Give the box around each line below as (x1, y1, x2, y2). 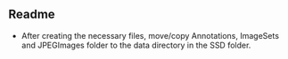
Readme (8, 7, 55, 22)
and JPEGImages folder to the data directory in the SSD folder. (21, 40, 251, 50)
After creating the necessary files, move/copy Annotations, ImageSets (21, 30, 280, 41)
